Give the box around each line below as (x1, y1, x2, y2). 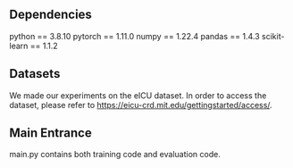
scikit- (262, 30, 285, 41)
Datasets (9, 66, 61, 81)
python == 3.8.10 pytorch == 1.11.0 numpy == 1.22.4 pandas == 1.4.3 (9, 30, 261, 41)
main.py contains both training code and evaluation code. (9, 149, 221, 160)
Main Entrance (9, 125, 92, 141)
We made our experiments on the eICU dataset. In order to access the (9, 89, 267, 101)
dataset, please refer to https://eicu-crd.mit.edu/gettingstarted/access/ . (9, 99, 272, 110)
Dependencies (9, 7, 92, 22)
